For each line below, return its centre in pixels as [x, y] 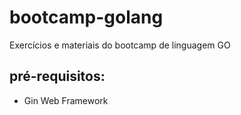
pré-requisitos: [57, 76]
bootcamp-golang [86, 17]
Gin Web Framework [66, 100]
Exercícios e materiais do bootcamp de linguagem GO [120, 45]
